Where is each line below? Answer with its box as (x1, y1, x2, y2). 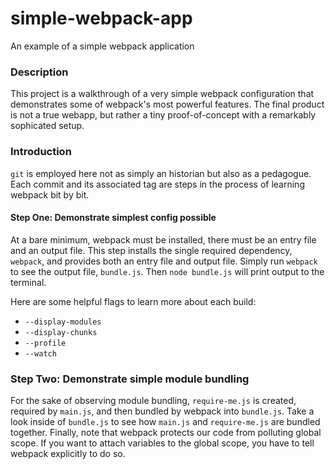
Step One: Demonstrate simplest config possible (10, 212, 217, 224)
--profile (24, 338, 67, 348)
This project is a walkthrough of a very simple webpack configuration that (10, 88, 315, 100)
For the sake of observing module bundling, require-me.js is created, (10, 395, 297, 407)
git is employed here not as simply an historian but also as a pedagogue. (10, 167, 312, 179)
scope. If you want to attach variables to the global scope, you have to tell (10, 437, 315, 449)
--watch (24, 348, 57, 359)
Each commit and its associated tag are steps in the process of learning (10, 178, 305, 190)
